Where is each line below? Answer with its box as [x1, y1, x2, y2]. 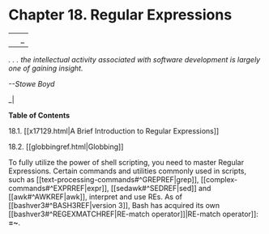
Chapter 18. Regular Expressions [8, 6, 233, 24]
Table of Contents [8, 110, 70, 120]
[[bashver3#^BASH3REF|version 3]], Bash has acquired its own [8, 200, 220, 210]
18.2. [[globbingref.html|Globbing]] [8, 142, 124, 151]
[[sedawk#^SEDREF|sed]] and [110, 183, 211, 193]
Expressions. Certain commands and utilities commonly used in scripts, [8, 166, 247, 176]
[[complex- [200, 174, 238, 184]
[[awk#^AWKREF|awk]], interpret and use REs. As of [8, 192, 182, 202]
